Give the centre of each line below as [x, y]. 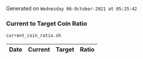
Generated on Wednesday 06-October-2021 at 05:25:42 [71, 8]
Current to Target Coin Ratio [47, 23]
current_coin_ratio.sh [34, 36]
